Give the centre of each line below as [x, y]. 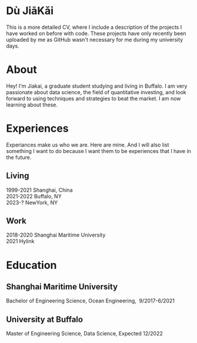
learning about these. [32, 105]
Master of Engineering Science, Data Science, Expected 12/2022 [84, 334]
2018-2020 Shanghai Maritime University [56, 235]
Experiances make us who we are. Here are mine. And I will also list [88, 145]
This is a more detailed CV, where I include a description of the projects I [94, 27]
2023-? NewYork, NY [32, 202]
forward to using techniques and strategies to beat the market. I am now [94, 98]
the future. [19, 157]
